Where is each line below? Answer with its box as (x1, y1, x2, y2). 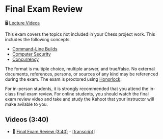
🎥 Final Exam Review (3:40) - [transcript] (12, 128, 95, 134)
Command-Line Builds (12, 46, 57, 52)
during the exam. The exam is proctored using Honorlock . (5, 76, 122, 82)
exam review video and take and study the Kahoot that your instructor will (5, 96, 154, 102)
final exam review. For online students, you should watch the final (16, 91, 149, 96)
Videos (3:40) (5, 116, 49, 124)
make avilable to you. (5, 101, 48, 107)
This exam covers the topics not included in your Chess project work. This (5, 31, 156, 37)
